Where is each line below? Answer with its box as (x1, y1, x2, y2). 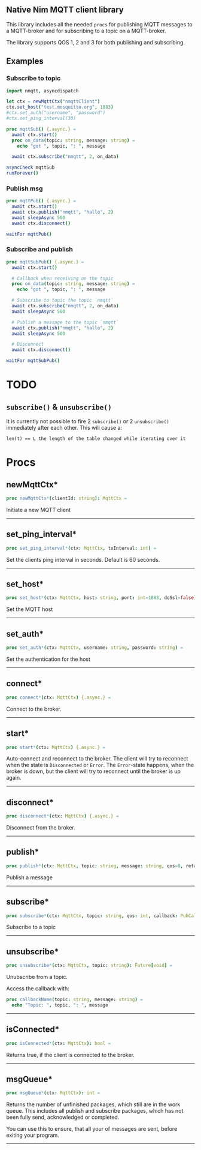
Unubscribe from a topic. (6, 974, 68, 981)
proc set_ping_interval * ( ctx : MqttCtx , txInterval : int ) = (6, 545, 157, 551)
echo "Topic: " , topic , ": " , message (11, 1002, 109, 1008)
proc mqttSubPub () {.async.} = (6, 259, 84, 265)
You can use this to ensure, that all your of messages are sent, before (6, 1125, 178, 1133)
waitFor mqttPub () (6, 231, 52, 237)
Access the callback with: (6, 985, 70, 992)
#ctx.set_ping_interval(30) (6, 115, 77, 121)
